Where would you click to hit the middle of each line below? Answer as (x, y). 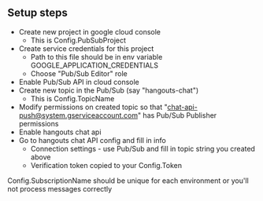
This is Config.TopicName (72, 98)
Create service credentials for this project (86, 48)
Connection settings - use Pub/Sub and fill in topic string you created (143, 148)
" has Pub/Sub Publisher (177, 115)
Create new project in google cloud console (90, 31)
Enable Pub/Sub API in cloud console (79, 82)
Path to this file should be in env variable (96, 57)
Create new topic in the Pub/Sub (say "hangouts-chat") (109, 90)
